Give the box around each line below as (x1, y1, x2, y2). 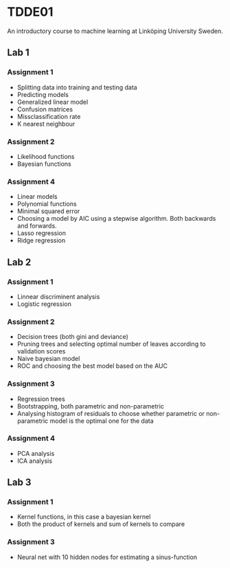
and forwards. (16, 221, 57, 230)
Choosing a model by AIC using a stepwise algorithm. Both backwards (16, 215, 216, 223)
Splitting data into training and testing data (16, 83, 137, 91)
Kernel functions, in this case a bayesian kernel (16, 513, 151, 521)
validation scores (16, 347, 66, 356)
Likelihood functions (16, 152, 75, 160)
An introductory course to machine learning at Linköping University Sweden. (7, 27, 223, 35)
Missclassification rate (16, 112, 81, 120)
